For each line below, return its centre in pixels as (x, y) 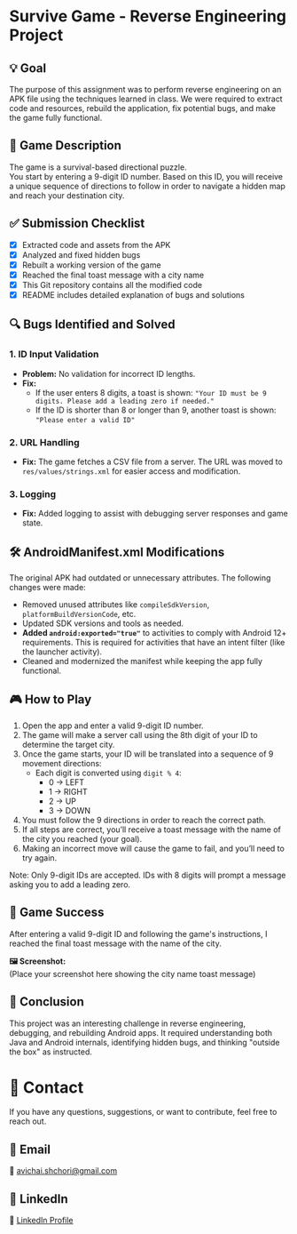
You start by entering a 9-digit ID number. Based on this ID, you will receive (146, 176)
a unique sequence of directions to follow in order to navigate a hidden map (148, 186)
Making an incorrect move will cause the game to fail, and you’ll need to (153, 848)
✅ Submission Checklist (77, 224)
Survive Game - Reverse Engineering (148, 16)
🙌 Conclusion (47, 1002)
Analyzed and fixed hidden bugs (81, 254)
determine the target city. (68, 744)
